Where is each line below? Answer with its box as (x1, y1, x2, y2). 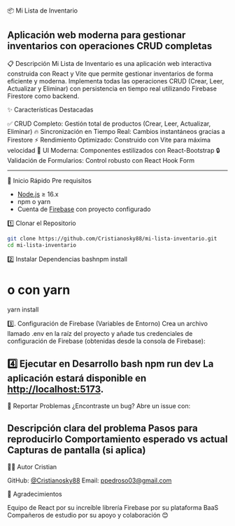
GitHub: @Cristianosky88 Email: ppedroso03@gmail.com (7, 476, 172, 485)
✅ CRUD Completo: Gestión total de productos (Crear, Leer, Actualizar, (7, 119, 211, 128)
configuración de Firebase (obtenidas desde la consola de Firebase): (7, 337, 206, 345)
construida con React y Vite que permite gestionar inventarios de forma (7, 69, 213, 78)
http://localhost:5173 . (7, 383, 104, 395)
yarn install (7, 305, 39, 313)
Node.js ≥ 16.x (17, 189, 59, 198)
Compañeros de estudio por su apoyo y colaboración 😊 (7, 511, 169, 520)
